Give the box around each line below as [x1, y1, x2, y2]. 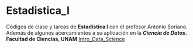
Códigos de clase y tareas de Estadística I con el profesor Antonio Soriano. [6, 23, 188, 30]
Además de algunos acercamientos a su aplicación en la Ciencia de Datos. [6, 29, 187, 36]
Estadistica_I [6, 4, 70, 17]
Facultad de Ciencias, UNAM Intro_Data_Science [6, 35, 125, 42]
